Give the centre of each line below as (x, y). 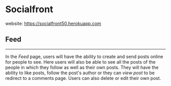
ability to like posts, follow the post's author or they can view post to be (80, 73)
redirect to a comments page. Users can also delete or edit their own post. (83, 78)
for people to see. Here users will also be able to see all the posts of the (80, 62)
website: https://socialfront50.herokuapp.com (53, 23)
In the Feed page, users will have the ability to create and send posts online (84, 56)
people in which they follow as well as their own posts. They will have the (82, 67)
